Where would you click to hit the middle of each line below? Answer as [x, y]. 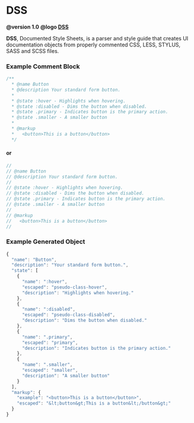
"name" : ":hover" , [44, 282]
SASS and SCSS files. [33, 51]
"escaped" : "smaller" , [50, 370]
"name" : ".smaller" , [47, 365]
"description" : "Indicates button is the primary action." [96, 348]
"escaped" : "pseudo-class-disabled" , [69, 315]
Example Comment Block [43, 66]
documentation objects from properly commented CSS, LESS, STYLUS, [93, 45]
